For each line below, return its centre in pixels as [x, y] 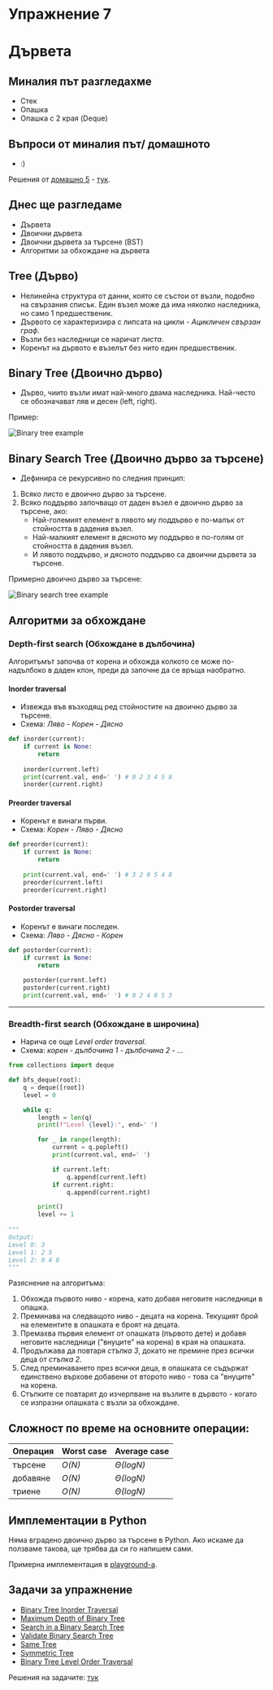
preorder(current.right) [65, 890]
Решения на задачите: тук [54, 1677]
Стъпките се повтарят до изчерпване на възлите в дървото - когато [139, 1394]
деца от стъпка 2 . [51, 1359]
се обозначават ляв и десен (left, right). [89, 402]
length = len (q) [65, 1117]
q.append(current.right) [108, 1192]
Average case [142, 1451]
